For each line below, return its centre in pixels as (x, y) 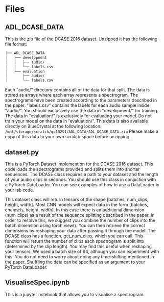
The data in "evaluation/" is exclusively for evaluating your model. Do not (78, 116)
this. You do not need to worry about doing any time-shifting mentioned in (80, 256)
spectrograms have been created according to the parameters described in (81, 100)
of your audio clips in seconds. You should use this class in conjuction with (81, 179)
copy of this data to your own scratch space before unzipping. (68, 137)
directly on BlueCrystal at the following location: (53, 126)
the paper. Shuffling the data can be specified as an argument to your (75, 262)
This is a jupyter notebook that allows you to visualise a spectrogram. (75, 294)
